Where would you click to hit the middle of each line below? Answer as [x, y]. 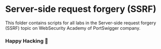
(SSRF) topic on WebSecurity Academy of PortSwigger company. [73, 28]
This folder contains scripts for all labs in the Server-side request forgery [81, 23]
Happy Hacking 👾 [27, 41]
